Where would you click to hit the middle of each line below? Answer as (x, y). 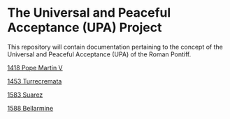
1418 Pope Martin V (35, 68)
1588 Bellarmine (30, 108)
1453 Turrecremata (35, 81)
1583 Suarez (25, 95)
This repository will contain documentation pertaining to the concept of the (115, 47)
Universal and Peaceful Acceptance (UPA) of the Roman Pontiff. (99, 54)
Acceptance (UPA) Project (85, 27)
